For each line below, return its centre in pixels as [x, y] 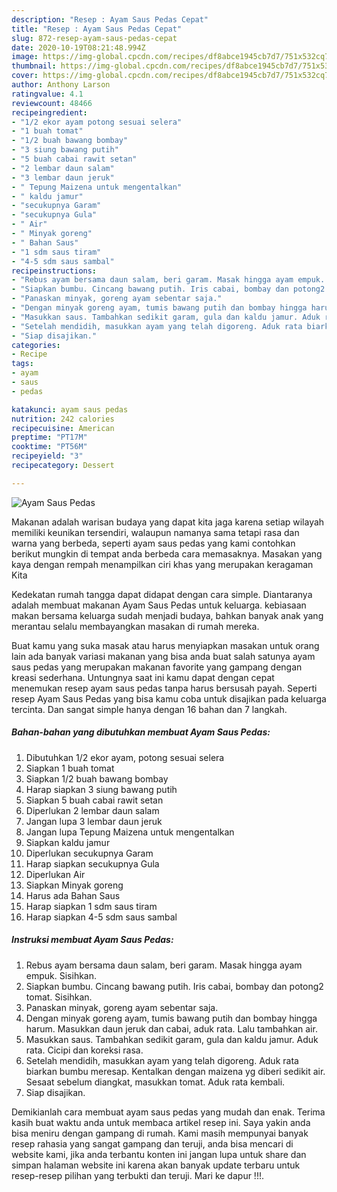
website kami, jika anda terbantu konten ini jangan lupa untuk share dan [159, 1154]
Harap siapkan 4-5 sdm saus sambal [101, 917]
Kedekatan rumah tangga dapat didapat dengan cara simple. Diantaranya [162, 594]
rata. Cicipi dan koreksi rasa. [84, 1050]
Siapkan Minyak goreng [74, 885]
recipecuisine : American [63, 428]
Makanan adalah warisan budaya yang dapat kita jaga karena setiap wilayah [168, 522]
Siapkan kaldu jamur [68, 842]
